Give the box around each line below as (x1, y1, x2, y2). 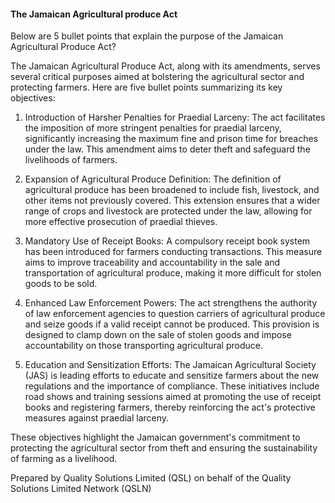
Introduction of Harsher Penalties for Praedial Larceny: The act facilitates (24, 111, 326, 124)
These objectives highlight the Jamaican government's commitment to (10, 431, 301, 444)
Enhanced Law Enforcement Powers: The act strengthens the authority (24, 297, 318, 309)
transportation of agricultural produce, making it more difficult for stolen (24, 267, 322, 279)
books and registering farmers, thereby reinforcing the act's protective (24, 401, 316, 414)
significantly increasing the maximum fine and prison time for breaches (24, 133, 319, 145)
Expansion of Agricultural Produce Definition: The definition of (24, 173, 282, 185)
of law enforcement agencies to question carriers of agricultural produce (24, 308, 326, 320)
